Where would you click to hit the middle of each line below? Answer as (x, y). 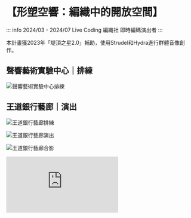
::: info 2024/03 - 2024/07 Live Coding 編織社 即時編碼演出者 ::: (84, 30)
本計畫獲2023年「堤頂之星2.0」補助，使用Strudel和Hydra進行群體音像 (93, 42)
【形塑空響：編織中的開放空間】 (85, 12)
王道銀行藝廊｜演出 (41, 107)
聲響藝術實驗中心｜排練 (49, 71)
